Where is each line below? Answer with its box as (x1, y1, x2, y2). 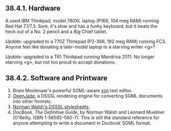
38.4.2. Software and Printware (5, 74, 108, 83)
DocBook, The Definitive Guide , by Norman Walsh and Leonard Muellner (12, 109, 165, 115)
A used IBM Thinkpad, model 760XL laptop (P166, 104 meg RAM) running (5, 17, 159, 23)
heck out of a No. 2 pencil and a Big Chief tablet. (5, 28, 108, 35)
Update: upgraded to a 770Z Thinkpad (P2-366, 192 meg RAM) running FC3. (5, 38, 166, 44)
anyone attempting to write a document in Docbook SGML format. (12, 120, 152, 126)
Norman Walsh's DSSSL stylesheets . (12, 103, 90, 110)
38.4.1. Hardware (5, 4, 61, 13)
